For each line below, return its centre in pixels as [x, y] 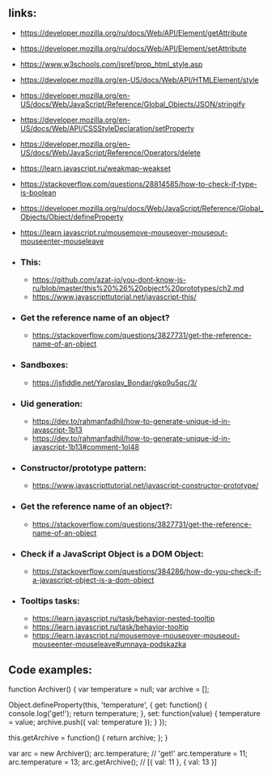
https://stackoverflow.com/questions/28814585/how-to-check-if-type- [138, 184]
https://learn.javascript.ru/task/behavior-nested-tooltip [123, 619]
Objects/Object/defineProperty [72, 217]
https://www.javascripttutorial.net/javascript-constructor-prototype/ [145, 485]
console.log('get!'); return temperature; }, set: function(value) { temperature [134, 714]
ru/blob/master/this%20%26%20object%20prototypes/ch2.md [138, 288]
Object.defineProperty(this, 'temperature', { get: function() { [108, 705]
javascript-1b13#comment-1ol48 [86, 447]
